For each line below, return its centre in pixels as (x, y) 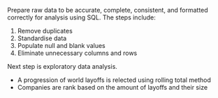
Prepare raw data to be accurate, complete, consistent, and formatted (108, 10)
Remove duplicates (45, 31)
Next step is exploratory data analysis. (62, 66)
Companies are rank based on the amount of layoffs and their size (112, 87)
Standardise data (42, 38)
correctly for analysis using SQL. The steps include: (81, 17)
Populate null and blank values (61, 46)
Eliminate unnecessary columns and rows (77, 53)
